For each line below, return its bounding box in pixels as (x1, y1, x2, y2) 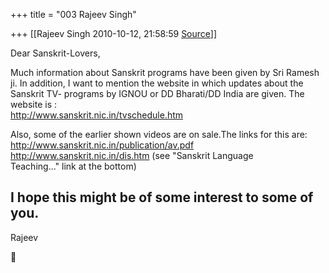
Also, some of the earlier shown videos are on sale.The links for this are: (10, 129, 308, 140)
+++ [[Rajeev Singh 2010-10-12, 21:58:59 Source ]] (10, 28, 218, 39)
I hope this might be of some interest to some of (10, 189, 314, 206)
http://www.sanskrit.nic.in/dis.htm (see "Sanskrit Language (10, 150, 254, 161)
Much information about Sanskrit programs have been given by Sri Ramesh (10, 67, 320, 78)
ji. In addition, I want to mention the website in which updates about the (10, 77, 304, 89)
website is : (10, 99, 58, 110)
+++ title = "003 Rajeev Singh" (10, 9, 137, 20)
